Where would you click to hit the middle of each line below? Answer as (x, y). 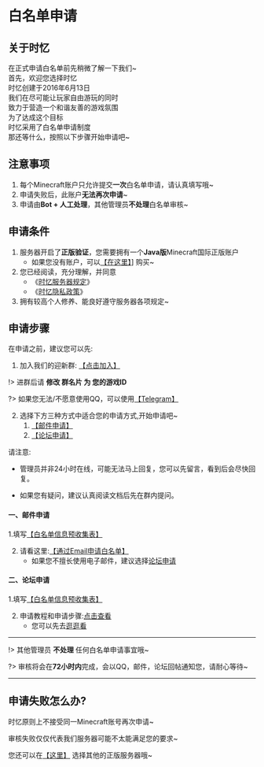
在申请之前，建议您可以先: (51, 349)
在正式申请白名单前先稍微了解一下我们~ (73, 68)
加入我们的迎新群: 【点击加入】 (70, 365)
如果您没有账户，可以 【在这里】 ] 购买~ (93, 261)
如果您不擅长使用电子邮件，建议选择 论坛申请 (104, 561)
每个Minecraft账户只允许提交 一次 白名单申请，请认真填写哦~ (116, 184)
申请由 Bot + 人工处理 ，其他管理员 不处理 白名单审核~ (104, 204)
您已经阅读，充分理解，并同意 (68, 272)
